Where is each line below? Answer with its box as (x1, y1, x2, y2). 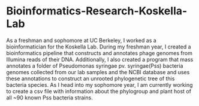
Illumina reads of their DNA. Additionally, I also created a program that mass (6, 56, 194, 63)
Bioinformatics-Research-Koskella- (6, 4, 188, 18)
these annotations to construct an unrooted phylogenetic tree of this (6, 75, 175, 82)
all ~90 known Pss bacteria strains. (6, 94, 93, 101)
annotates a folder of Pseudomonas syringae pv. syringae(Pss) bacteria (6, 62, 183, 69)
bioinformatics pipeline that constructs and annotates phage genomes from (6, 49, 193, 56)
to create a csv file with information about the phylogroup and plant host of (6, 87, 192, 95)
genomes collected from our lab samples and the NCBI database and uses (6, 68, 190, 75)
